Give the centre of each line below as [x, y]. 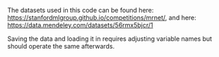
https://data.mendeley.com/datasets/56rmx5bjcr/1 [80, 25]
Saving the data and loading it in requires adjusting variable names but [110, 39]
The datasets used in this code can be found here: [81, 10]
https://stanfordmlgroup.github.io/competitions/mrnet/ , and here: [102, 18]
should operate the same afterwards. [61, 46]
